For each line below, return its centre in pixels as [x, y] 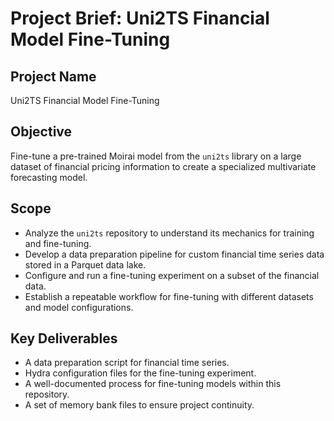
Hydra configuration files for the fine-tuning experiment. [140, 373]
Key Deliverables [64, 338]
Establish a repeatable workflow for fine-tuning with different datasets [169, 296]
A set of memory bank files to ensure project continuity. [139, 405]
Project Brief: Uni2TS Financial [140, 18]
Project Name [53, 76]
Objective [41, 132]
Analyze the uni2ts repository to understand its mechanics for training [169, 233]
